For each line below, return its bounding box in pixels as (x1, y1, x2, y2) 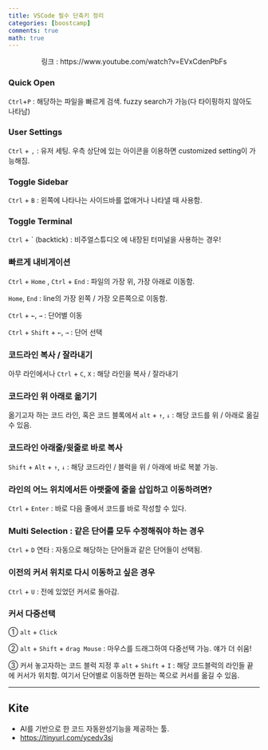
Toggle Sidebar (8, 176, 69, 187)
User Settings (8, 127, 62, 138)
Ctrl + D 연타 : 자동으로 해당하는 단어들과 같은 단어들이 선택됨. (8, 545, 203, 555)
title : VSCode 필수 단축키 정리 (8, 11, 104, 20)
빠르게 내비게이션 (8, 257, 71, 268)
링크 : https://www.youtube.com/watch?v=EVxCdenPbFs (41, 57, 227, 66)
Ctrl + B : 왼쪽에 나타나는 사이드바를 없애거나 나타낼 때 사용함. (8, 195, 203, 205)
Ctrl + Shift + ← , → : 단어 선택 (8, 327, 103, 337)
